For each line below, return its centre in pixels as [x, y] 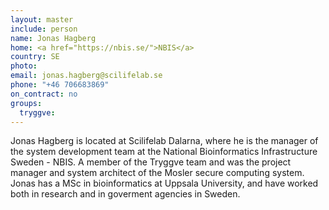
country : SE [35, 57]
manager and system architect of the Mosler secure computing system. [157, 173]
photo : [24, 66]
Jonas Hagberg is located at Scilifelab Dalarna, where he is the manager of [164, 141]
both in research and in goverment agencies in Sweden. [125, 194]
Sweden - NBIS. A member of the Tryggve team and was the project [151, 162]
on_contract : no [44, 94]
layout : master [42, 19]
